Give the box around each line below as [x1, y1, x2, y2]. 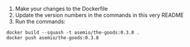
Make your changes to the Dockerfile [15, 5, 108, 12]
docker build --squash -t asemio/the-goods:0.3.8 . [6, 30, 140, 36]
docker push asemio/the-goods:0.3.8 [6, 35, 99, 41]
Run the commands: [15, 18, 66, 25]
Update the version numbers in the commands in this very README [15, 11, 184, 19]
